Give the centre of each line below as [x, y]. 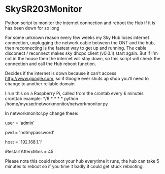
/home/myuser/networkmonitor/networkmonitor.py [57, 104]
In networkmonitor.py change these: [42, 113]
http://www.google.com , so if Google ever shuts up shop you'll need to [77, 78]
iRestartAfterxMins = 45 [29, 151]
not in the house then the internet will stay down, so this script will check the [83, 58]
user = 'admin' [20, 123]
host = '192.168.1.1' [24, 142]
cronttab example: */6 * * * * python [42, 98]
